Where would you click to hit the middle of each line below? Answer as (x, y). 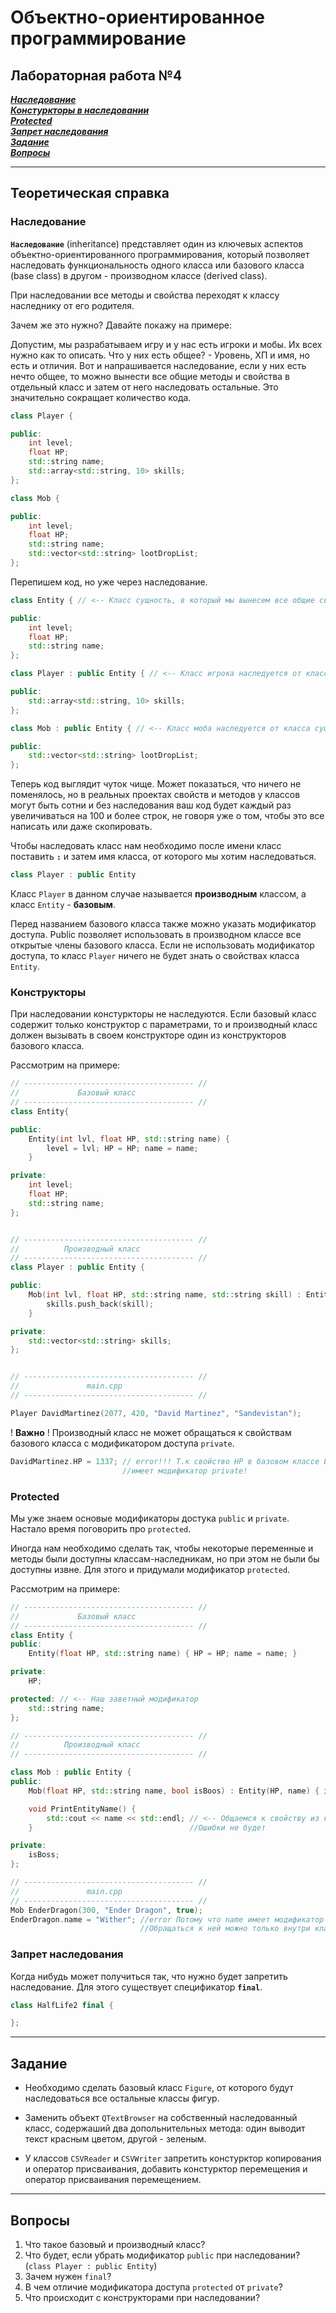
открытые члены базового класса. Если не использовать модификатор (162, 945)
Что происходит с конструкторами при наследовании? (142, 2297)
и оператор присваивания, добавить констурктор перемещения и (166, 2169)
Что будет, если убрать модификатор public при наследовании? (162, 2255)
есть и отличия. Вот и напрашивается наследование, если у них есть (158, 365)
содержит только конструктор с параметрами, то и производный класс (164, 1025)
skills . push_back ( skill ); (100, 1304)
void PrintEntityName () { (82, 1809)
